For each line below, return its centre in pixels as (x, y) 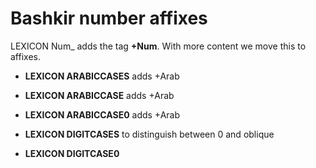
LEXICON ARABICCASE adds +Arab (99, 95)
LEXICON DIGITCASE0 (72, 153)
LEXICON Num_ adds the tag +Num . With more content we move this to (158, 46)
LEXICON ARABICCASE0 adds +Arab (102, 114)
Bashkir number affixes (109, 18)
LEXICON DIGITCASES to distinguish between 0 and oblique (149, 134)
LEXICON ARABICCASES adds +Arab (102, 76)
